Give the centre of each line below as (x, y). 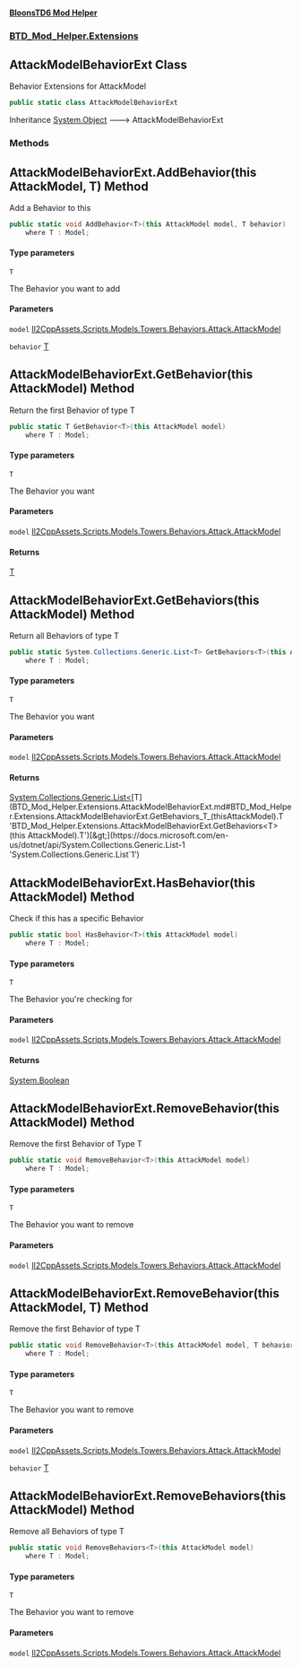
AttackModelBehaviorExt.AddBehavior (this (133, 172)
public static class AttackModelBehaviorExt (94, 103)
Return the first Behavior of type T (73, 410)
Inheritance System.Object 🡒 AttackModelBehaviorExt (116, 120)
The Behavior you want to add (65, 288)
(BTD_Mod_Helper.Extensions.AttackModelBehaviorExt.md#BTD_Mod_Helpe (150, 807)
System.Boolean (39, 1080)
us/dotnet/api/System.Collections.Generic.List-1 (97, 845)
